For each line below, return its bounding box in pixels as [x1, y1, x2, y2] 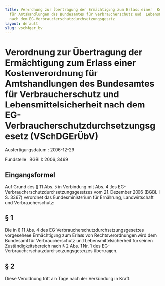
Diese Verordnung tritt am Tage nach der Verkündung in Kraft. [5, 275, 131, 281]
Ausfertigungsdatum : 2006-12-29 [5, 147, 75, 153]
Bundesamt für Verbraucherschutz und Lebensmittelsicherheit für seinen [5, 237, 153, 243]
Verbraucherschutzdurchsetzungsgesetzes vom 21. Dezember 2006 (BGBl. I [5, 189, 160, 195]
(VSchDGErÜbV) [30, 131, 99, 142]
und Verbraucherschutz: [5, 199, 55, 205]
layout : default [5, 21, 38, 26]
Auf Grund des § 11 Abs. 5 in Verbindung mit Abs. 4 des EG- [5, 183, 126, 190]
